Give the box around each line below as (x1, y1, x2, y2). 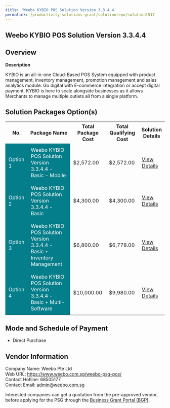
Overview (5, 48, 37, 57)
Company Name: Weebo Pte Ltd (5, 366, 72, 372)
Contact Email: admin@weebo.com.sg (5, 382, 85, 388)
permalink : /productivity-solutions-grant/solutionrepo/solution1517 (5, 12, 155, 17)
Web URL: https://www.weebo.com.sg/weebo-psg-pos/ (5, 371, 122, 377)
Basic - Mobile (30, 172, 66, 179)
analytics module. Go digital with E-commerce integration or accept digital (5, 82, 160, 88)
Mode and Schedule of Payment (5, 324, 108, 332)
